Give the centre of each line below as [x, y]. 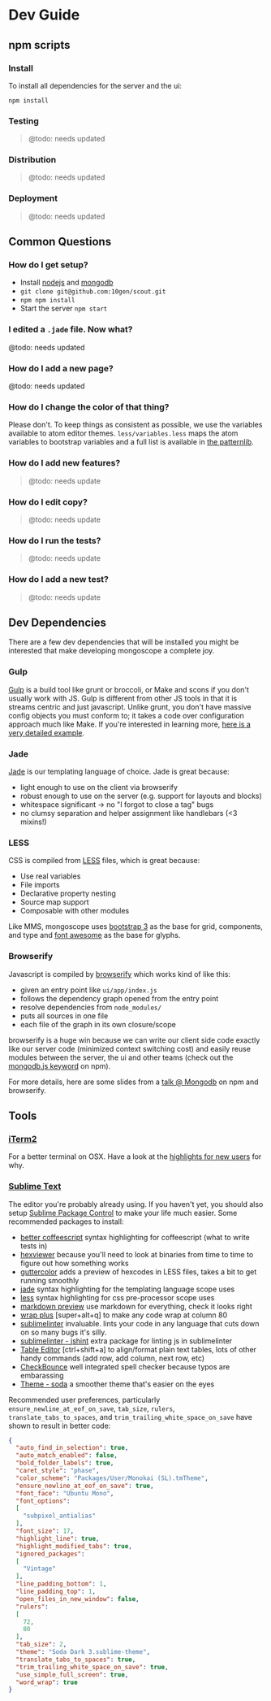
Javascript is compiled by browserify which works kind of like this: [120, 974]
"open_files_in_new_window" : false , [77, 1599]
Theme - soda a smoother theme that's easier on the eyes [117, 1384]
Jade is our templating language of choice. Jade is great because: [119, 771]
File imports [40, 885]
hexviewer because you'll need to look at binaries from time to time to [137, 1254]
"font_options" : [43, 1501]
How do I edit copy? [48, 501]
